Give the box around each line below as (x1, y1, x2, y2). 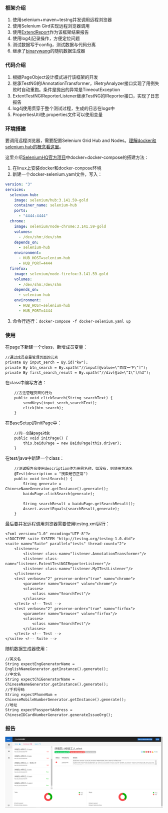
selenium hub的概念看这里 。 (5, 143, 64, 149)
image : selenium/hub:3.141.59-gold (14, 197, 88, 203)
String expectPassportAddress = (5, 708, 72, 713)
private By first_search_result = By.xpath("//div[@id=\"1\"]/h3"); (5, 370, 151, 375)
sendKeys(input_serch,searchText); (23, 401, 97, 406)
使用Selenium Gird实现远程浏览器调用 (12, 23, 90, 29)
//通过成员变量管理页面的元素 (5, 355, 58, 360)
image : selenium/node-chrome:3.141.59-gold (14, 224, 106, 229)
